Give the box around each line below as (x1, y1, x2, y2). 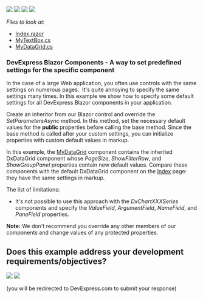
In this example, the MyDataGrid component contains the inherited (6, 148, 173, 156)
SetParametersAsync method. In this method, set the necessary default (6, 117, 185, 125)
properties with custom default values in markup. (6, 137, 129, 144)
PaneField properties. (15, 210, 70, 218)
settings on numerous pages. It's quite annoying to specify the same (6, 86, 179, 94)
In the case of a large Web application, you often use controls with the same (6, 80, 197, 87)
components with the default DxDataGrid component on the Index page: (6, 168, 187, 175)
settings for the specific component (6, 66, 115, 74)
